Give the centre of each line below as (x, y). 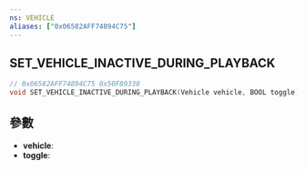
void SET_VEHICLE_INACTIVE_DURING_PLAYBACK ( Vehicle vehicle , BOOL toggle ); (156, 93)
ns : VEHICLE (32, 18)
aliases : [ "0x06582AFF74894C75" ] (73, 26)
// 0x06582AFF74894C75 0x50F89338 (75, 84)
